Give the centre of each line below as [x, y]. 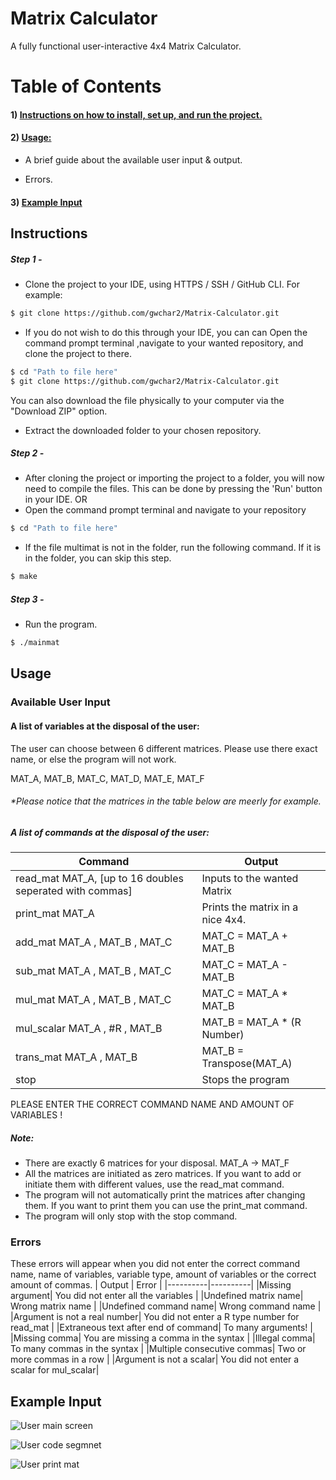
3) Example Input [46, 202]
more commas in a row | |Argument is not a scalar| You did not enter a [155, 1359]
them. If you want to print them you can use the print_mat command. [166, 1206]
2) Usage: [31, 138]
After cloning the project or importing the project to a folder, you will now [174, 478]
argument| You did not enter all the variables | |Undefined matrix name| [157, 1296]
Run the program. [61, 624]
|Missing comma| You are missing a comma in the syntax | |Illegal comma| [163, 1338]
